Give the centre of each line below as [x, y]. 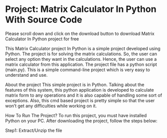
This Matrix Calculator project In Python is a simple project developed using [83, 48]
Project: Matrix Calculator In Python [81, 9]
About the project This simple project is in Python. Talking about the [75, 84]
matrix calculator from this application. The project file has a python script [81, 64]
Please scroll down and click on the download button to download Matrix [80, 33]
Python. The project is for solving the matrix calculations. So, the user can [81, 54]
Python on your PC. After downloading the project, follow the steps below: [82, 121]
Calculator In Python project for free [42, 39]
